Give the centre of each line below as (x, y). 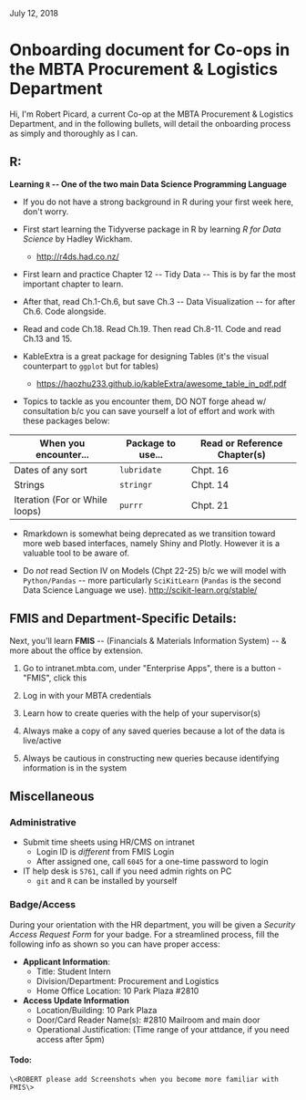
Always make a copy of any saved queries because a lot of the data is (153, 731)
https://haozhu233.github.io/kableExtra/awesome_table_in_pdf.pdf (161, 383)
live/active (42, 740)
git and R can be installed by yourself (107, 881)
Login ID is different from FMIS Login (105, 852)
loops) (28, 511)
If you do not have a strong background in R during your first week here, (158, 202)
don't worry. (46, 211)
